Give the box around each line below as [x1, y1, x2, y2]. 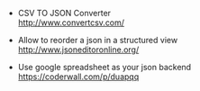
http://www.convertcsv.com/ [17, 17, 124, 28]
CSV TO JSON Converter [17, 8, 111, 18]
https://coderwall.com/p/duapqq [17, 71, 140, 82]
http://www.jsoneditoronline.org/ [17, 44, 140, 55]
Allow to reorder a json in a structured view [17, 35, 178, 45]
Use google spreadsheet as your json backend [17, 62, 192, 72]
